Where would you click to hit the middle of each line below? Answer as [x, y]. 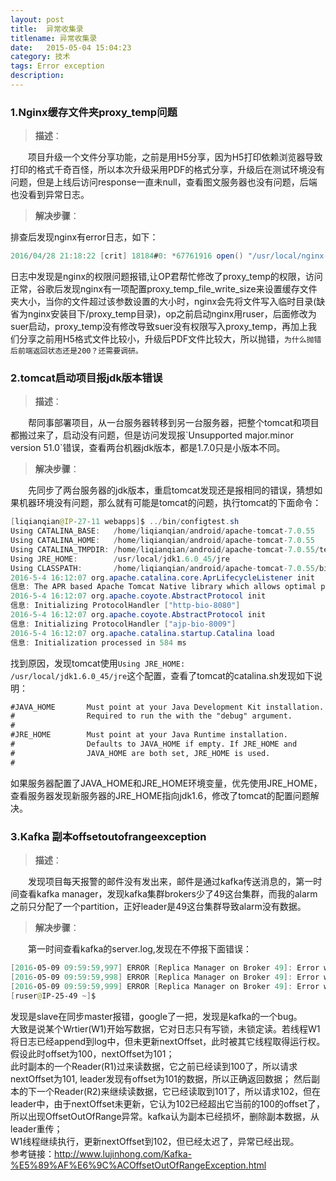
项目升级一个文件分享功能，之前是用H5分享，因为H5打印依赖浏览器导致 [175, 157]
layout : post [37, 19]
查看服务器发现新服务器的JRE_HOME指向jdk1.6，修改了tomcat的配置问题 [160, 795]
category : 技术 [40, 57]
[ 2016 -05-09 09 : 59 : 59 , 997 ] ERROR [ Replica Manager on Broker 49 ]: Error [165, 968]
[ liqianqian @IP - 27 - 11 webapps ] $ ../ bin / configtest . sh [125, 522]
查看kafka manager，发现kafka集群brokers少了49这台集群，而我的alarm [168, 894]
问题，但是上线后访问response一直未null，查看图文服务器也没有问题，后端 [164, 182]
